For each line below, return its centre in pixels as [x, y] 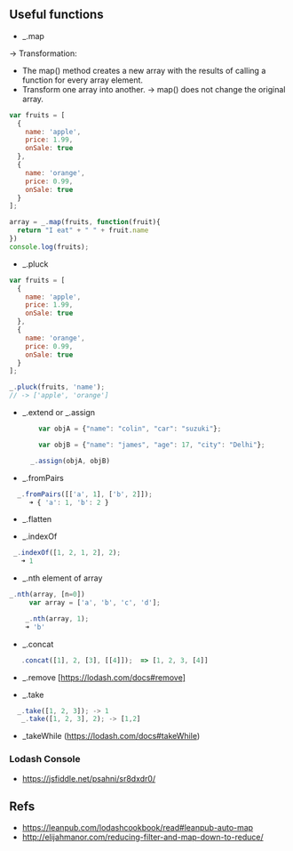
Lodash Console [45, 759]
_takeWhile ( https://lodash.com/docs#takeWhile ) [111, 736]
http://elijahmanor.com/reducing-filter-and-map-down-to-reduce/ [143, 837]
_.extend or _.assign [59, 413]
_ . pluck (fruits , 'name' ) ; [57, 387]
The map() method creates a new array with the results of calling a [144, 70]
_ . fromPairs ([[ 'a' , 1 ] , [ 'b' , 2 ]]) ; [85, 494]
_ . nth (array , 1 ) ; [57, 618]
